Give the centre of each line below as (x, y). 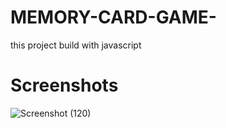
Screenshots (64, 85)
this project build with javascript (76, 45)
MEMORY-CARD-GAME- (113, 17)
